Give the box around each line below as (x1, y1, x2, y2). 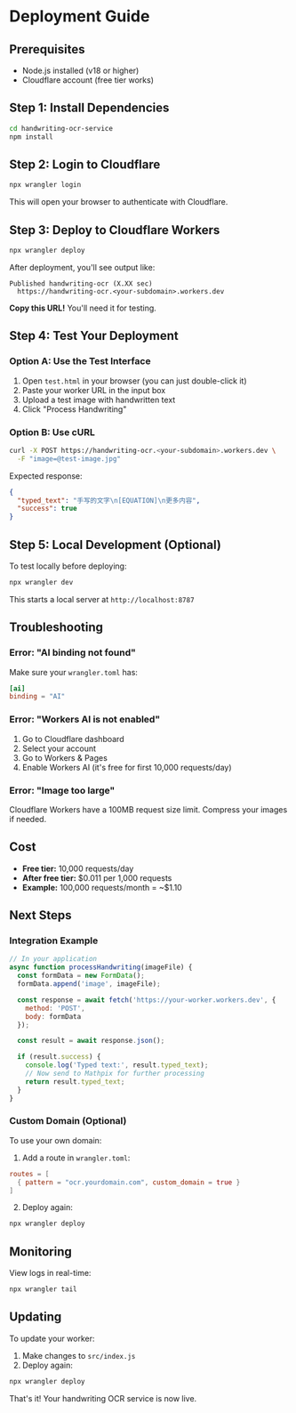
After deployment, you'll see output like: (9, 262, 156, 272)
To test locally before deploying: (9, 561, 127, 571)
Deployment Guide (9, 6, 150, 27)
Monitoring (9, 1244, 73, 1259)
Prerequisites (9, 42, 85, 57)
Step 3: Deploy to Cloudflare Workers (9, 222, 220, 238)
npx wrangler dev (9, 577, 74, 586)
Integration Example (9, 934, 99, 947)
